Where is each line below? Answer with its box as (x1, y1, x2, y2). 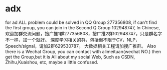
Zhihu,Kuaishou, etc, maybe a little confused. (5, 59, 99, 65)
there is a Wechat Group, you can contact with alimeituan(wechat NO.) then (5, 48, 161, 55)
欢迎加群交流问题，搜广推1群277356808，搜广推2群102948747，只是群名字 (5, 30, 162, 36)
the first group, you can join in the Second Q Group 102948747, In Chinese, (5, 24, 160, 30)
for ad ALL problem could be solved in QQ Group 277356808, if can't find (5, 19, 157, 25)
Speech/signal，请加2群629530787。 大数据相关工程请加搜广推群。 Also (5, 43, 156, 49)
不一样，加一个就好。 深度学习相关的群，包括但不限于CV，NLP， (5, 37, 140, 43)
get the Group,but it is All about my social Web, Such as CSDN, (5, 54, 135, 60)
